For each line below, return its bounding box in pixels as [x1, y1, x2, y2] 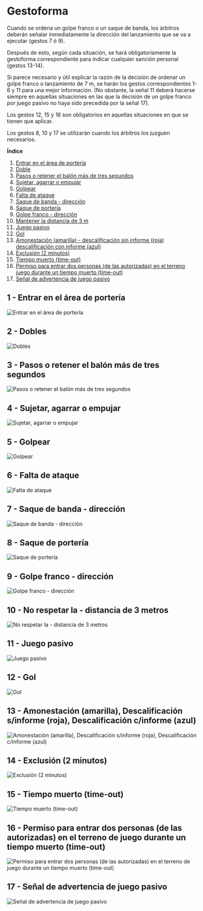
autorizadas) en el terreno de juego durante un [7, 832, 187, 843]
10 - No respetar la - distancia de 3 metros [7, 605, 169, 615]
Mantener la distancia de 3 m [15, 217, 88, 224]
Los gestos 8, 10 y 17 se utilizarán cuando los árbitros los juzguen [7, 129, 170, 136]
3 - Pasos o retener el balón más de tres [7, 359, 159, 370]
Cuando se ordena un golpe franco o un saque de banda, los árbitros [7, 24, 179, 32]
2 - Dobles [7, 326, 47, 337]
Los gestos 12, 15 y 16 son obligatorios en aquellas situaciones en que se [7, 111, 188, 118]
